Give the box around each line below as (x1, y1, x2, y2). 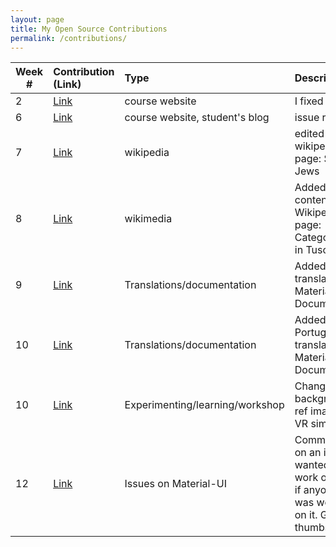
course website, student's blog (124, 111, 270, 125)
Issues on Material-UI (124, 477, 227, 491)
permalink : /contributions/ (10, 33, 128, 43)
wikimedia (124, 212, 173, 226)
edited (294, 127, 325, 141)
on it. (294, 508, 318, 522)
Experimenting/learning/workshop (124, 398, 285, 412)
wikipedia (124, 146, 170, 160)
